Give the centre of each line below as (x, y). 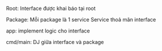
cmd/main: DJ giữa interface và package (55, 42)
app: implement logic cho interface (48, 31)
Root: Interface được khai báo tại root (51, 8)
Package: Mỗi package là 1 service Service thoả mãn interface (81, 19)
